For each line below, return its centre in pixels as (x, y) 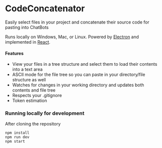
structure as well (29, 80)
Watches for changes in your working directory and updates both (78, 85)
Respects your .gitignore (37, 96)
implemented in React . (28, 42)
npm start (15, 142)
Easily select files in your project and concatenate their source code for (77, 22)
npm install (17, 133)
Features (14, 53)
